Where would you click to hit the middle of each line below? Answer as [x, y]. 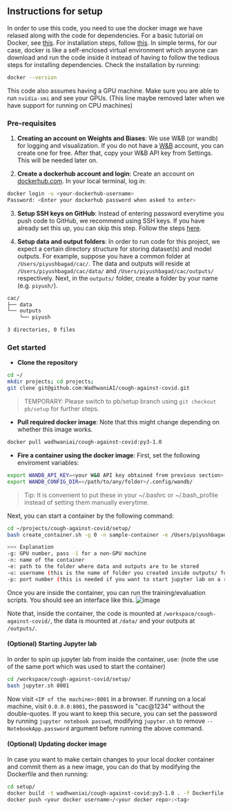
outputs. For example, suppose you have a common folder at [104, 256]
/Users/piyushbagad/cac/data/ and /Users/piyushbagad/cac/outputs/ [115, 271]
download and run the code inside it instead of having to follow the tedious [113, 57]
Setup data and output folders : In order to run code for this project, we [118, 241]
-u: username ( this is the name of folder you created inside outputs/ [112, 573]
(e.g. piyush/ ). [37, 285]
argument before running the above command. [137, 728]
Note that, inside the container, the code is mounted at [85, 613]
